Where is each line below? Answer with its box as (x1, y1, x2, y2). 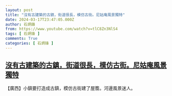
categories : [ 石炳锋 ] (5, 41, 54, 46)
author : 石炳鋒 (5, 21, 35, 27)
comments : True (5, 36, 38, 41)
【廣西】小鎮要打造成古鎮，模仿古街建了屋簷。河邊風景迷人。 (5, 85, 136, 91)
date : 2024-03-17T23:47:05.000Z (5, 17, 74, 22)
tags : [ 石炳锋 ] (5, 31, 40, 36)
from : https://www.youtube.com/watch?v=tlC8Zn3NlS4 (5, 27, 118, 32)
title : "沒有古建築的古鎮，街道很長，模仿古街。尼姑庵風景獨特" (5, 12, 125, 17)
